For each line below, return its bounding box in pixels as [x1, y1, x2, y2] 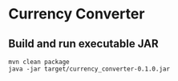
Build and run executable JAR [8, 37, 159, 51]
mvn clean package [8, 58, 70, 66]
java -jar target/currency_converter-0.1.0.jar [8, 65, 171, 73]
